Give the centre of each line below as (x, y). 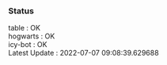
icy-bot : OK (28, 45)
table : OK (25, 28)
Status (21, 11)
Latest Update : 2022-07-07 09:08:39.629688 (84, 53)
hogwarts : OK (32, 36)
